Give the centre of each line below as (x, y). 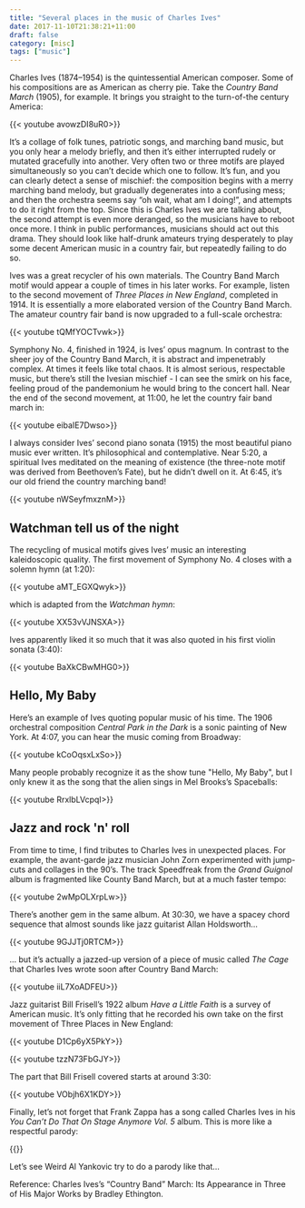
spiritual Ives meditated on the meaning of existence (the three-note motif (148, 462)
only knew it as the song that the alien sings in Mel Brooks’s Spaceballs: (144, 782)
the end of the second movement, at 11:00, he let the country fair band (141, 398)
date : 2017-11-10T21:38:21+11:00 (73, 26)
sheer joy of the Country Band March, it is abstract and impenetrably (138, 360)
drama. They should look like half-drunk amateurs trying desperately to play (151, 239)
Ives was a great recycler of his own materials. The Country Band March (144, 276)
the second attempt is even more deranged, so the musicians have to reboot (152, 219)
